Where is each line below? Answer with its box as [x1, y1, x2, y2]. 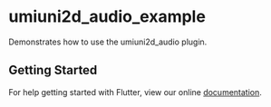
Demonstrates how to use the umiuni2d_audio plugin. [8, 36, 208, 47]
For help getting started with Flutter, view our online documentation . [8, 86, 262, 97]
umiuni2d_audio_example [8, 6, 206, 27]
